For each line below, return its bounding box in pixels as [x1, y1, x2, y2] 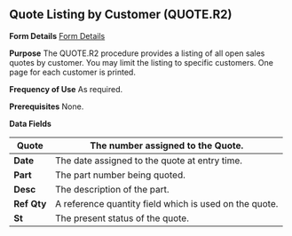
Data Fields [9, 118, 51, 129]
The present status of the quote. [54, 212, 189, 224]
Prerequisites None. [9, 101, 84, 112]
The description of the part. [54, 183, 170, 195]
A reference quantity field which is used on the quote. [54, 197, 279, 209]
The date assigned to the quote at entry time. [54, 154, 242, 167]
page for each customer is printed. [9, 67, 136, 77]
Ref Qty [13, 197, 47, 209]
